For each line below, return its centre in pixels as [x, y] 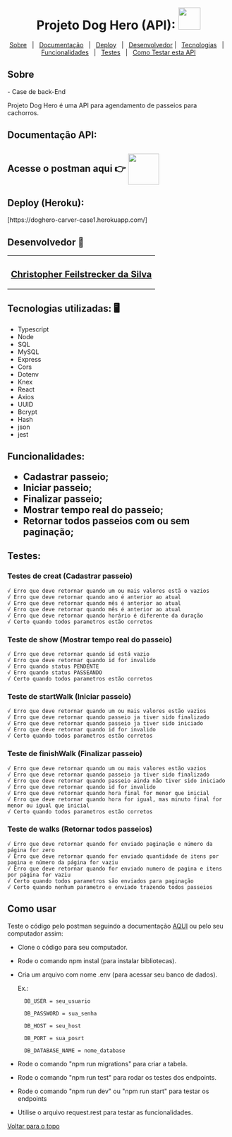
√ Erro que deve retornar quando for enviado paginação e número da [110, 844]
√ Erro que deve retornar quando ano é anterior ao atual [94, 597]
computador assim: [35, 933]
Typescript [33, 329]
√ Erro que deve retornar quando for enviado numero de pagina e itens [115, 868]
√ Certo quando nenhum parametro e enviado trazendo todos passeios [110, 887]
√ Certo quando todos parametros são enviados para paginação [100, 881]
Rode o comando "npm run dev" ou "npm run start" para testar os [113, 1091]
